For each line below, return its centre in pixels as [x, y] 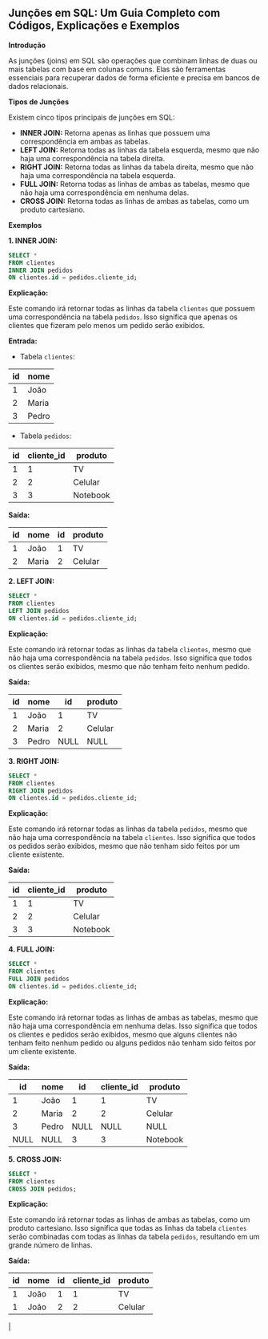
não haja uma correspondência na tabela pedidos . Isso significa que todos [130, 658]
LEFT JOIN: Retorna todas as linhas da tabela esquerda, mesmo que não [140, 150]
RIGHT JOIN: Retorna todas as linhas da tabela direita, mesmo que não [137, 167]
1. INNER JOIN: [33, 241]
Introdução [27, 45]
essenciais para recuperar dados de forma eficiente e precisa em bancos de [134, 77]
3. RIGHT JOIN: [34, 761]
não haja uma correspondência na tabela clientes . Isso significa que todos [132, 838]
